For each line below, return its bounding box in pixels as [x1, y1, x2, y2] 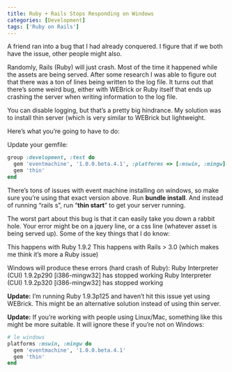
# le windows [7, 334, 45, 341]
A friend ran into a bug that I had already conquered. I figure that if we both [7, 42, 223, 51]
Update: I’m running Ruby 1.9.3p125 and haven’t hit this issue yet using [7, 292, 210, 300]
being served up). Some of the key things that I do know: [7, 229, 171, 238]
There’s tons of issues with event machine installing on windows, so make [7, 186, 219, 194]
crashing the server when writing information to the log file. [7, 93, 178, 101]
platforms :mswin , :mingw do [7, 340, 92, 347]
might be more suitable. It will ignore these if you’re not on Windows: [7, 320, 204, 328]
